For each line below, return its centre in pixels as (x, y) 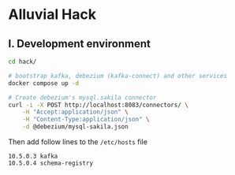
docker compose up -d (44, 83)
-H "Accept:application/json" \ (75, 112)
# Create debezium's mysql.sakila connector (82, 97)
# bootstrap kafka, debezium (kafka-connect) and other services (117, 76)
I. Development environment (80, 44)
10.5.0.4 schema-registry (50, 163)
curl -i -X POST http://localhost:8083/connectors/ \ (99, 105)
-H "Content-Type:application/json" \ (86, 120)
